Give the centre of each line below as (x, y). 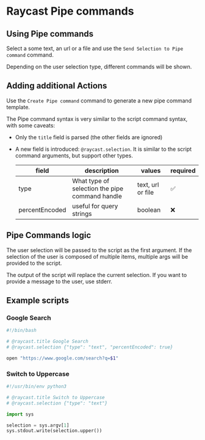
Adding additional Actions (57, 86)
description (102, 170)
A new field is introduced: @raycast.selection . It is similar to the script (103, 149)
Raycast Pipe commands (70, 11)
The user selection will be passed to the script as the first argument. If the (99, 250)
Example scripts (38, 301)
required (183, 170)
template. (18, 107)
